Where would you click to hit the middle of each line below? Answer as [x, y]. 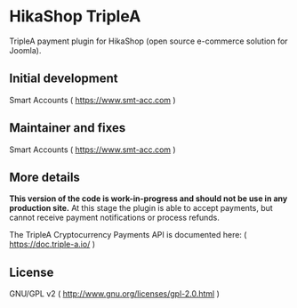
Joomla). [25, 50]
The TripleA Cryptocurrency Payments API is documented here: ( [128, 235]
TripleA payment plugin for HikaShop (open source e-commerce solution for [148, 41]
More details [44, 177]
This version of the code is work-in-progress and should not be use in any [148, 199]
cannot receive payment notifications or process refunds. [114, 218]
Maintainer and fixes [68, 128]
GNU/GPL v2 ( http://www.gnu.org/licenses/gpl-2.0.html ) [115, 294]
